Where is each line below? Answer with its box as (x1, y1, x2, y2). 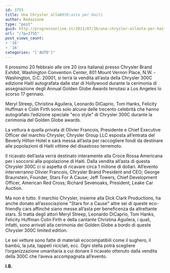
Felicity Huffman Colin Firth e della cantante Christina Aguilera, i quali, (5, 216, 151, 222)
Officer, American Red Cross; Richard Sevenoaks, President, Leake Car (5, 180, 153, 186)
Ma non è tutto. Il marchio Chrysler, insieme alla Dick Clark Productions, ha (5, 195, 161, 201)
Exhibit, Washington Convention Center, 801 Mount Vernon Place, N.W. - (5, 69, 156, 75)
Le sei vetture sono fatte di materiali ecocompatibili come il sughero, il (5, 237, 151, 243)
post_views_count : (5, 36, 44, 41)
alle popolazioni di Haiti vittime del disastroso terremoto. (5, 143, 122, 149)
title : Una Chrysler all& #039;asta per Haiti (5, 12, 103, 17)
